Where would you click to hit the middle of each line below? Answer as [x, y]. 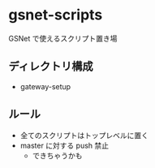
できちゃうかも [57, 155]
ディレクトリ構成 [51, 67]
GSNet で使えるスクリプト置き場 [63, 38]
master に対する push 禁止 [65, 145]
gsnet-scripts [56, 15]
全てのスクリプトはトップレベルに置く [84, 135]
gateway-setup [45, 86]
